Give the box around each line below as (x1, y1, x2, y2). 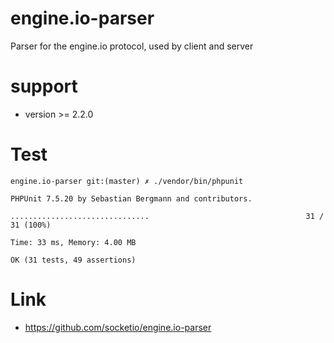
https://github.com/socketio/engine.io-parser (24, 321, 212, 333)
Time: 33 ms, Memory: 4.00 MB (10, 237, 137, 247)
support (10, 75, 78, 98)
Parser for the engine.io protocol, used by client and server (10, 40, 254, 52)
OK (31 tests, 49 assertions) (10, 255, 137, 265)
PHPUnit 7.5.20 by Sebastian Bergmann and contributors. (10, 193, 253, 204)
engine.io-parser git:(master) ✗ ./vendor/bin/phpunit (10, 176, 244, 186)
